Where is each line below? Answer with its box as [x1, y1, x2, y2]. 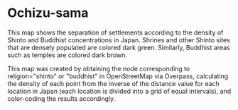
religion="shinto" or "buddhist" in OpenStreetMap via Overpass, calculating [7, 72, 229, 80]
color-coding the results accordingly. [7, 94, 116, 103]
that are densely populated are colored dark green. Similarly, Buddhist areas [7, 43, 230, 51]
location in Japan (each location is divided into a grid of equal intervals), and [7, 87, 232, 95]
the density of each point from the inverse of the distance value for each [7, 79, 220, 87]
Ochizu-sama [7, 5, 89, 21]
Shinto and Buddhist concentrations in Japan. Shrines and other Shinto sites [7, 35, 231, 44]
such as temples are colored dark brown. [7, 51, 128, 59]
